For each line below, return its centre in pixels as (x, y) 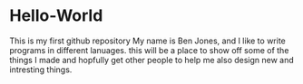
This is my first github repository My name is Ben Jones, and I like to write (147, 41)
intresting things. (41, 70)
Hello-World (56, 16)
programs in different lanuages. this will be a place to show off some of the (149, 50)
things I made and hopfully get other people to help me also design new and (152, 60)
